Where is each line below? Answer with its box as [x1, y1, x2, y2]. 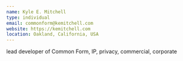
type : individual [6, 14, 50, 21]
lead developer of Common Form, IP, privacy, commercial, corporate [6, 48, 178, 55]
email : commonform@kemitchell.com [6, 20, 94, 26]
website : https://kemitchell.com [6, 25, 91, 32]
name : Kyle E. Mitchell [6, 8, 67, 15]
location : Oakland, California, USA [6, 31, 99, 37]
